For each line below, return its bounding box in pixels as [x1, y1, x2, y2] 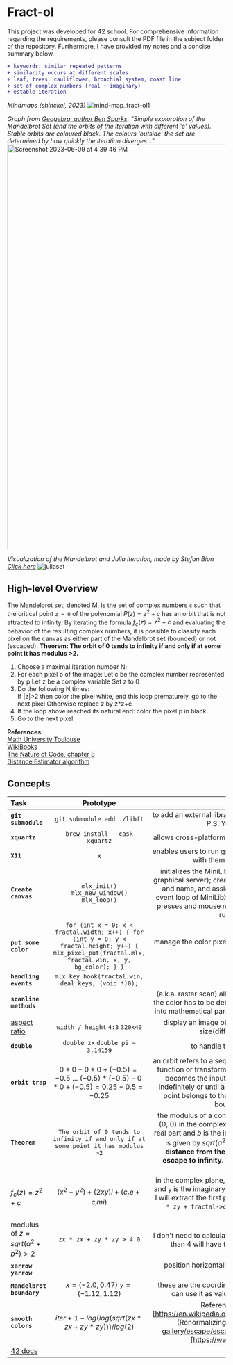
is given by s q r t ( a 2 [165, 1137, 226, 1148]
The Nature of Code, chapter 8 [7, 750, 95, 759]
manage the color [153, 937, 212, 946]
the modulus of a [157, 1110, 213, 1120]
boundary [10, 1289, 40, 1297]
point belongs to [162, 1091, 216, 1101]
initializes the [160, 866, 203, 876]
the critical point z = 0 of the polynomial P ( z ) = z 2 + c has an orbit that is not [7, 608, 226, 617]
